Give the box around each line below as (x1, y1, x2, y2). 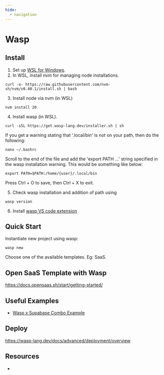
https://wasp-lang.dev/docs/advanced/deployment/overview (5, 337, 131, 343)
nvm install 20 (5, 105, 37, 110)
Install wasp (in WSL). (12, 113, 57, 119)
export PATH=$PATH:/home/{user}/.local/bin (5, 171, 97, 176)
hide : (5, 7, 16, 13)
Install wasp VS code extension (12, 208, 77, 214)
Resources (5, 352, 39, 361)
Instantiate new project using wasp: (5, 236, 78, 242)
